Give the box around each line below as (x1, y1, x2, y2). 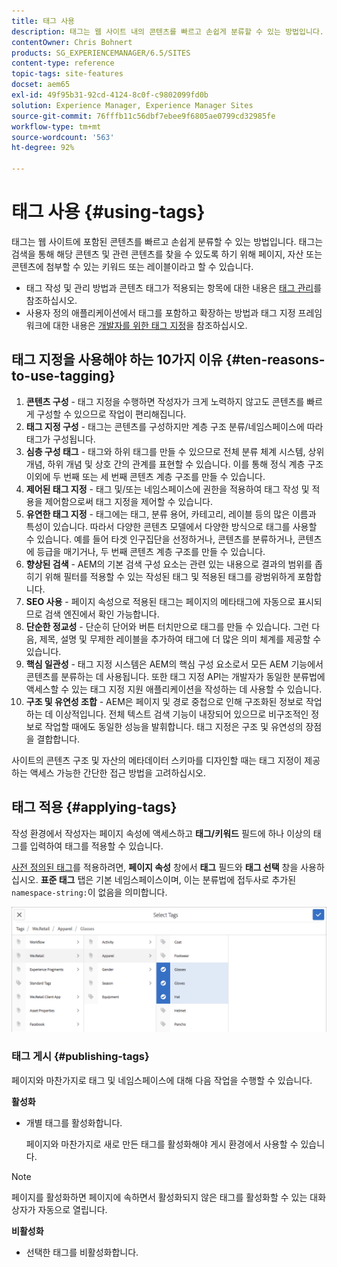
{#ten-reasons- (225, 351, 326, 369)
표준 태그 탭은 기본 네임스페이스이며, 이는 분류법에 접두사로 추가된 (40, 873, 297, 885)
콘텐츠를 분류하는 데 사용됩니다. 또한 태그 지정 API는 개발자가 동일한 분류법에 (25, 670, 326, 682)
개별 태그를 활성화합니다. (25, 1116, 123, 1129)
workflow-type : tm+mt (11, 121, 102, 132)
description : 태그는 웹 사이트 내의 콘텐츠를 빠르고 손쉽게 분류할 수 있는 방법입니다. (11, 26, 325, 37)
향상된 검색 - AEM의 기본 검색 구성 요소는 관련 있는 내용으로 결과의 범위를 (25, 558, 313, 570)
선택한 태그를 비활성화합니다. (25, 1246, 139, 1258)
